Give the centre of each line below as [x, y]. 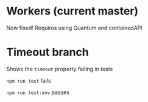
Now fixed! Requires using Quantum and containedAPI [75, 28]
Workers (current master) [72, 11]
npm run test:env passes [38, 92]
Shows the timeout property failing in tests [60, 69]
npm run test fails [29, 80]
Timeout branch [48, 52]
